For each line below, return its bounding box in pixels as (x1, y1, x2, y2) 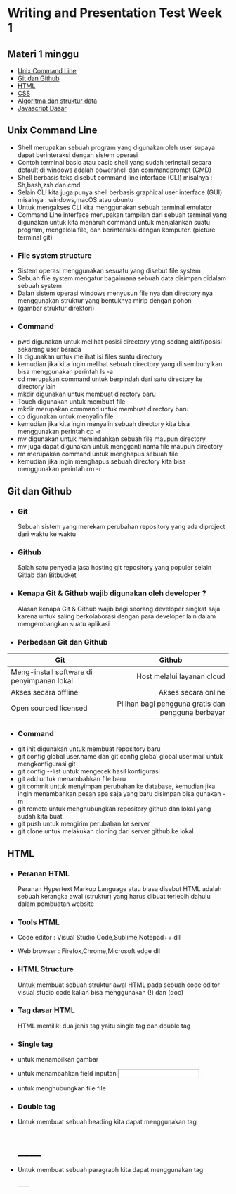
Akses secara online (158, 687, 225, 697)
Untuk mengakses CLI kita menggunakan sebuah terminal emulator (17, 203, 212, 211)
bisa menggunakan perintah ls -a (17, 368, 114, 376)
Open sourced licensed (11, 703, 88, 713)
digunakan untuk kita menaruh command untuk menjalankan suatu (17, 218, 211, 226)
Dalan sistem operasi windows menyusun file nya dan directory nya (17, 289, 213, 297)
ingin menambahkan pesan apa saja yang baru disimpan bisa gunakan (17, 790, 221, 798)
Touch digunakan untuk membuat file (17, 397, 126, 406)
